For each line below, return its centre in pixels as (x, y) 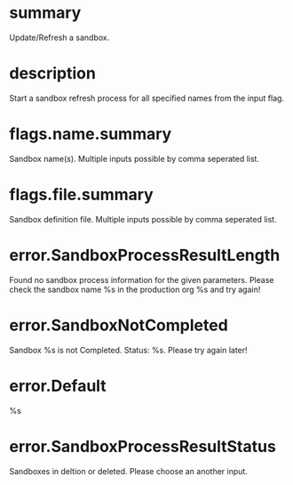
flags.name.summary (91, 134)
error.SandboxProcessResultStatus (143, 446)
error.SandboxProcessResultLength (145, 255)
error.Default (58, 386)
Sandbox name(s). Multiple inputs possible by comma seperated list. (135, 158)
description (52, 73)
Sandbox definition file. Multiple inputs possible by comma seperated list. (143, 219)
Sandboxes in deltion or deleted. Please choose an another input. (129, 471)
